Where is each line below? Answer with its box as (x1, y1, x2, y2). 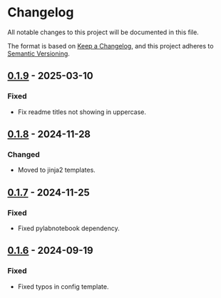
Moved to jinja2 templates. (17, 165, 96, 175)
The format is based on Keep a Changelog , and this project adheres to (7, 41, 214, 50)
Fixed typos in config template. (17, 282, 109, 291)
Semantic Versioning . (7, 49, 70, 58)
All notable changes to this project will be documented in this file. (7, 28, 200, 36)
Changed (7, 149, 41, 159)
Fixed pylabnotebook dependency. (17, 224, 120, 232)
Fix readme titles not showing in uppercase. (17, 108, 147, 116)
